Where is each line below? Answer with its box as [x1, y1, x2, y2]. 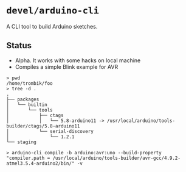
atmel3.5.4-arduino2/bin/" [6, 160, 75, 167]
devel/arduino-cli [6, 5, 99, 16]
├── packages [6, 96, 40, 102]
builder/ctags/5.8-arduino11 [6, 123, 80, 129]
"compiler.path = [6, 155, 50, 161]
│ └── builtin [6, 101, 47, 108]
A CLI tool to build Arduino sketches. [6, 23, 98, 30]
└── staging [6, 139, 36, 145]
